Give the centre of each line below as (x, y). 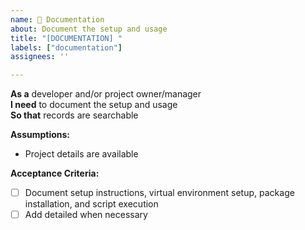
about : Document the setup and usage (89, 29)
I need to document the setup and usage (94, 105)
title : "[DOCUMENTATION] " (66, 38)
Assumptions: (40, 135)
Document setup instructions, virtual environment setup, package (159, 193)
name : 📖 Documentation (57, 19)
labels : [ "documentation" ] (66, 47)
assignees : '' (40, 57)
